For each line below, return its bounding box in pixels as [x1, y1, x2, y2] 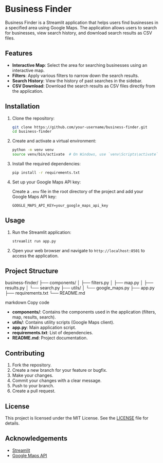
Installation [5, 102, 40, 111]
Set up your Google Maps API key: [12, 179, 81, 185]
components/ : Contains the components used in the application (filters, [12, 309, 157, 315]
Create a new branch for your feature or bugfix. [12, 367, 108, 373]
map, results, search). [12, 314, 56, 320]
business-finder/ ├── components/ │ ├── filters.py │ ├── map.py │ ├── [5, 280, 154, 286]
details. [5, 421, 20, 426]
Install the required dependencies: [12, 161, 81, 167]
